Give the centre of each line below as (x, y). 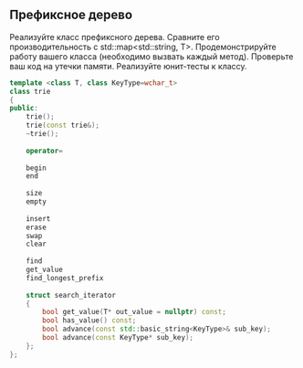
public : (24, 109)
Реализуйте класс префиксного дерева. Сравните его (115, 37)
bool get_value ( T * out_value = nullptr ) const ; (134, 312)
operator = (45, 151)
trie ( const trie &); (63, 126)
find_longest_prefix (65, 278)
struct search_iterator (71, 295)
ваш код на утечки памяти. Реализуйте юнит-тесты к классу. (129, 66)
